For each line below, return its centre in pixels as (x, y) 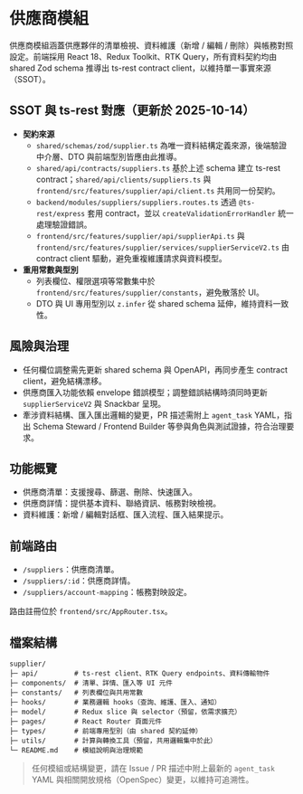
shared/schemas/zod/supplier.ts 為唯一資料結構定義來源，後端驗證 (161, 145)
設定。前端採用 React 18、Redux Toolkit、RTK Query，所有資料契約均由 (143, 56)
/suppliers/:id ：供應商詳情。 (79, 581)
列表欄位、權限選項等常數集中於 (95, 280)
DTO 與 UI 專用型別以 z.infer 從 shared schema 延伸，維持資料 (154, 303)
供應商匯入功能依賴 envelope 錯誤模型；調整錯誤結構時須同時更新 (145, 392)
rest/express (61, 213)
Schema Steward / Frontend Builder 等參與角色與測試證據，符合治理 (160, 426)
